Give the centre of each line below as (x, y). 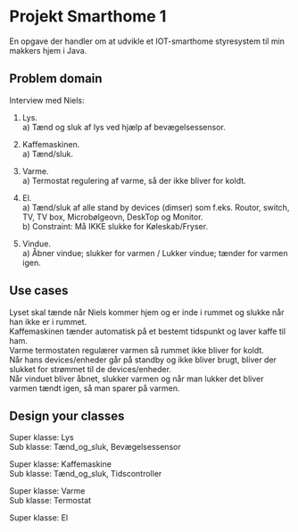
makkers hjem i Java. (48, 50)
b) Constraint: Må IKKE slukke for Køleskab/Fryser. (115, 226)
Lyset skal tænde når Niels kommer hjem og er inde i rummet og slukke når (147, 312)
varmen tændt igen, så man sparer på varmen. (95, 388)
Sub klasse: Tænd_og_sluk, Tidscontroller (86, 474)
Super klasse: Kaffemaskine (60, 464)
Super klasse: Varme (47, 491)
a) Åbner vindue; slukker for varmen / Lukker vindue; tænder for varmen (155, 253)
